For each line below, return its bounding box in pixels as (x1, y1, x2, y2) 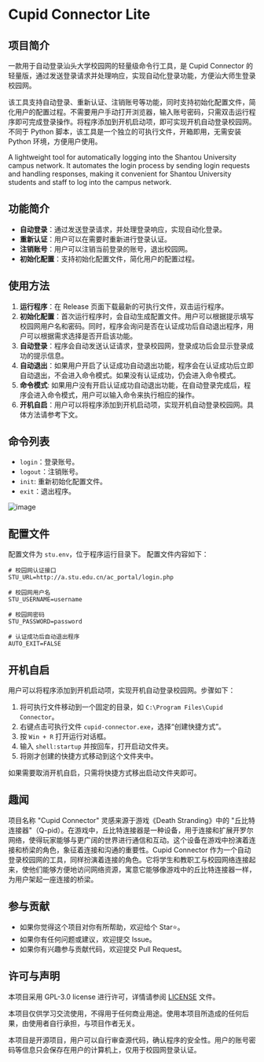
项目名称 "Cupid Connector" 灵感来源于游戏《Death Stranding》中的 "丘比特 (8, 815, 255, 825)
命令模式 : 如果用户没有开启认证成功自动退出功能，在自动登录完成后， (19, 380, 244, 390)
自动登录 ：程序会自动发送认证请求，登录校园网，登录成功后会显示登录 (19, 340, 247, 351)
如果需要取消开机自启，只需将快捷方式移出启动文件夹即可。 (8, 768, 201, 777)
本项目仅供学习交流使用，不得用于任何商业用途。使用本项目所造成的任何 (8, 1009, 242, 1018)
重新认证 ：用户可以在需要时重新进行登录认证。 (19, 234, 171, 244)
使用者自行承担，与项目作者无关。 (28, 1018, 139, 1027)
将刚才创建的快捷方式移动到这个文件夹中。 (19, 751, 158, 761)
